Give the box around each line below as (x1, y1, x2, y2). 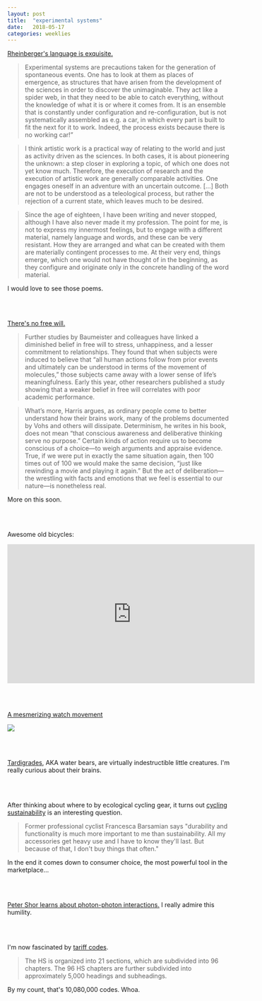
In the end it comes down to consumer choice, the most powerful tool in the (7, 858, 228, 867)
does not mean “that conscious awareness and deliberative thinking (24, 429, 222, 438)
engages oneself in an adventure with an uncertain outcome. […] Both (24, 182, 229, 191)
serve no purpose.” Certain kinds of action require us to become (24, 437, 213, 445)
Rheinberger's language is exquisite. (7, 49, 113, 58)
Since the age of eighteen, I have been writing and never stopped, (24, 211, 218, 219)
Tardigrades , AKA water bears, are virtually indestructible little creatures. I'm (7, 759, 230, 767)
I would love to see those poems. (7, 284, 104, 293)
